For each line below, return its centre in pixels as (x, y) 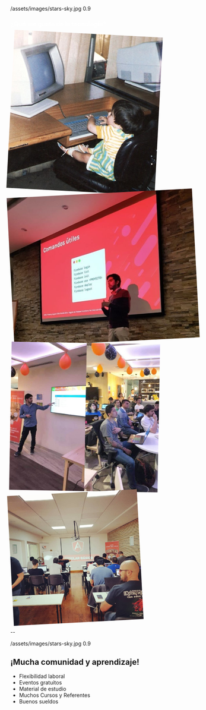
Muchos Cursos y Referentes (54, 695)
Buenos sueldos (39, 702)
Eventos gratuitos (40, 683)
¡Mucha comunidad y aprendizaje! (75, 662)
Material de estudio (42, 689)
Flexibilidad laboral (42, 676)
